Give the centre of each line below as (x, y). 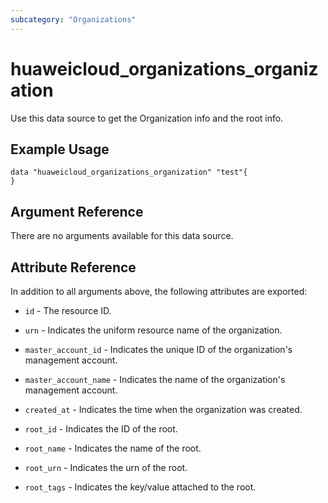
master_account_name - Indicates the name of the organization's (155, 379)
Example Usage (60, 149)
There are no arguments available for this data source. (122, 236)
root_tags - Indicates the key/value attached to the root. (140, 487)
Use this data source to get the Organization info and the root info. (147, 118)
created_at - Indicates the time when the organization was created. (163, 409)
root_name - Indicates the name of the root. (113, 448)
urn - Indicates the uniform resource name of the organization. (153, 330)
